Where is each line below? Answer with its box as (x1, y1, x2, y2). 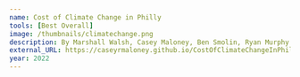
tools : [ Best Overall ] (9, 21, 94, 30)
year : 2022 (9, 54, 50, 63)
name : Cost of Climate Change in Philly (9, 12, 162, 22)
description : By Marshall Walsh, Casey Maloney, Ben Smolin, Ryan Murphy (9, 37, 290, 47)
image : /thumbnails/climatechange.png (9, 29, 154, 38)
